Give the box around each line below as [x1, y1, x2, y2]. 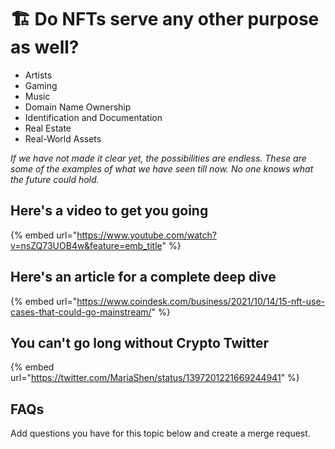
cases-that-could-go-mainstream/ [10, 306, 152, 318]
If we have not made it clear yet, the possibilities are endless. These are [10, 152, 307, 164]
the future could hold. [10, 173, 100, 185]
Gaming [24, 79, 58, 91]
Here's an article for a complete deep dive [10, 269, 277, 286]
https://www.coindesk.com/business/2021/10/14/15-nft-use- [76, 295, 326, 307]
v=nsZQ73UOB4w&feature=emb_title [10, 239, 163, 251]
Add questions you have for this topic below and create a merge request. [10, 427, 311, 440]
